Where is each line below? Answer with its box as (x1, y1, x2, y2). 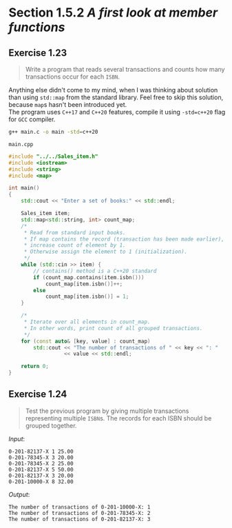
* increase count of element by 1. (23, 242, 127, 249)
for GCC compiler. (8, 115, 56, 123)
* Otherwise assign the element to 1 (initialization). (23, 248, 188, 256)
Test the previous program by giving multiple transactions (25, 407, 189, 415)
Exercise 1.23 (8, 47, 67, 59)
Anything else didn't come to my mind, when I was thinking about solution (8, 86, 218, 94)
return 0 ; (21, 363, 50, 370)
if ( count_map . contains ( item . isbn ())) (33, 274, 145, 281)
